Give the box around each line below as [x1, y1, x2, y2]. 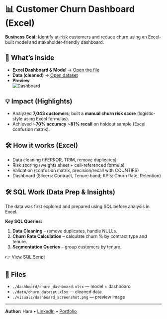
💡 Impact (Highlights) [5, 97, 73, 106]
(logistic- [137, 110, 156, 116]
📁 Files [5, 270, 26, 279]
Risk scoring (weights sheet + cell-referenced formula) [12, 162, 125, 168]
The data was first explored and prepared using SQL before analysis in [5, 204, 150, 210]
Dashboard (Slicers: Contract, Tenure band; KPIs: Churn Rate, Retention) [12, 173, 162, 179]
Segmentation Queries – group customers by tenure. [12, 244, 122, 250]
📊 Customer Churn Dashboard [5, 3, 135, 15]
